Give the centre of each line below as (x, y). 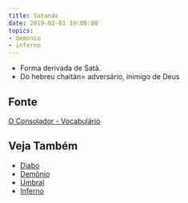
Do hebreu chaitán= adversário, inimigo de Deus (100, 77)
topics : (21, 30)
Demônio (35, 173)
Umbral (32, 182)
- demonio (25, 38)
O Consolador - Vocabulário (54, 121)
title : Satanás (34, 16)
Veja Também (43, 146)
